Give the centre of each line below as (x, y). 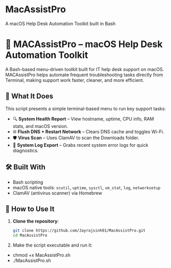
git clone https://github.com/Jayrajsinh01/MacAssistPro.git (79, 231)
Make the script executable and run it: (53, 245)
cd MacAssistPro (30, 236)
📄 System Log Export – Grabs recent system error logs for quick (80, 145)
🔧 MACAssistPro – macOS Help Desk (84, 44)
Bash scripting (28, 182)
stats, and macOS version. (40, 126)
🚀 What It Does (29, 96)
